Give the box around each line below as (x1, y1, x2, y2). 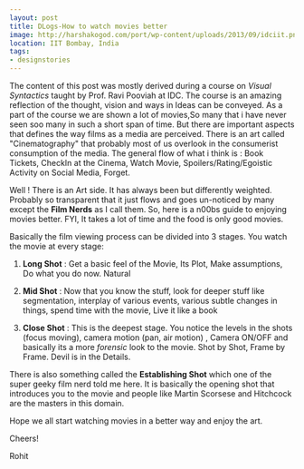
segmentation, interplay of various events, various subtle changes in (22, 296, 278, 306)
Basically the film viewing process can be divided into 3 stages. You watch (9, 231, 288, 241)
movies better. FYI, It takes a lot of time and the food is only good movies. (9, 214, 284, 224)
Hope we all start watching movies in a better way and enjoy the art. (9, 415, 263, 426)
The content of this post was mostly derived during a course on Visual (9, 81, 271, 91)
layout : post (9, 13, 59, 23)
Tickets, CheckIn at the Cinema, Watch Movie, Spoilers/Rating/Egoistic (9, 158, 273, 168)
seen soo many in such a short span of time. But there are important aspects (9, 119, 295, 130)
